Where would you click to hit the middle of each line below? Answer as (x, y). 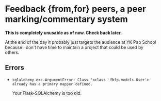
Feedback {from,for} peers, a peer (76, 9)
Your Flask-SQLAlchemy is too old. (47, 93)
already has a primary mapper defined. (52, 84)
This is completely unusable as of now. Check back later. (64, 33)
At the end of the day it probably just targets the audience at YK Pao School (80, 42)
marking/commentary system (66, 19)
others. (12, 52)
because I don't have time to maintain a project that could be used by (74, 47)
